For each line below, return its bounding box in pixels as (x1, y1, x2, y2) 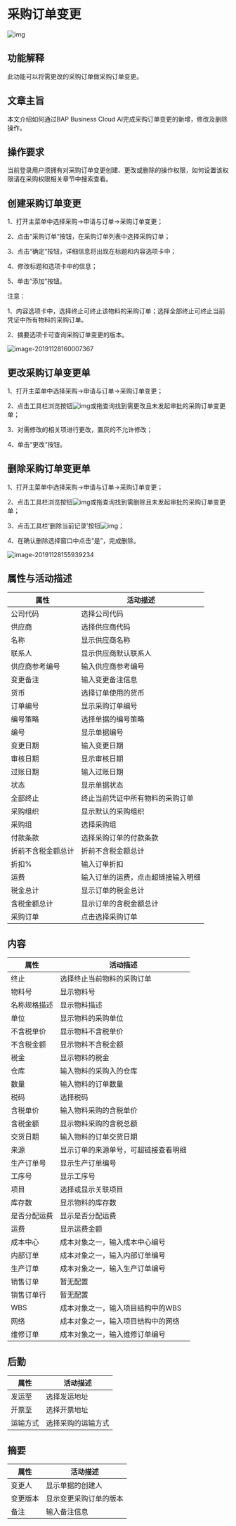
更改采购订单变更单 (7, 367, 91, 379)
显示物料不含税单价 (60, 1026, 124, 1036)
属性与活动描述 (7, 573, 72, 585)
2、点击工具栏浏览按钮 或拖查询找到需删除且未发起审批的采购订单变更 (7, 497, 226, 506)
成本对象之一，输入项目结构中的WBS (60, 1303, 182, 1313)
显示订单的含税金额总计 (81, 899, 159, 908)
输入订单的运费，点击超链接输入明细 (81, 872, 202, 882)
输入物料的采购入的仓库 (60, 1066, 138, 1076)
